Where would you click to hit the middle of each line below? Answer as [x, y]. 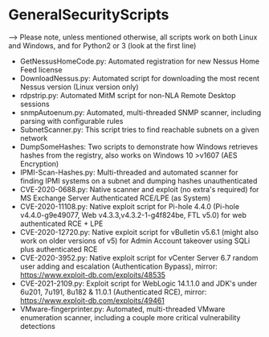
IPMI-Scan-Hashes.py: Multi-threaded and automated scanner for [129, 172]
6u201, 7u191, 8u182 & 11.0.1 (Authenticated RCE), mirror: [113, 292]
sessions [35, 104]
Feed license [41, 69]
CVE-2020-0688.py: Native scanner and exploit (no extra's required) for [139, 189]
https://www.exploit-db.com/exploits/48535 [93, 274]
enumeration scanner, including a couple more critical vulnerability [130, 317]
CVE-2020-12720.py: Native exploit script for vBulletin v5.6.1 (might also [139, 232]
